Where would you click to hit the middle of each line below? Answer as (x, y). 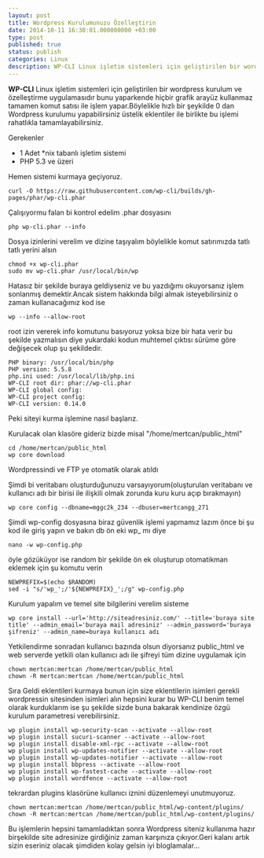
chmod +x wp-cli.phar (44, 264)
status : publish (35, 52)
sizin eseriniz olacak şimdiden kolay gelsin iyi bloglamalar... (104, 845)
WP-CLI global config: (45, 390)
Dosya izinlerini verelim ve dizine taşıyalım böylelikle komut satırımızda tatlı (129, 241)
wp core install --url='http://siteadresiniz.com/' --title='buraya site (132, 618)
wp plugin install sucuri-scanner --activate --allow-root (107, 737)
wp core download (37, 455)
